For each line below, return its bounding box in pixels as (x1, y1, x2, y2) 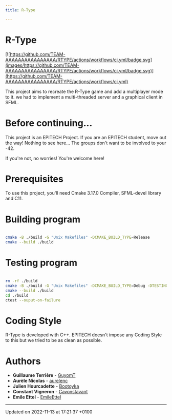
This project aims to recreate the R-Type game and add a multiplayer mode (5, 88, 164, 94)
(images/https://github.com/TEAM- (5, 62, 79, 68)
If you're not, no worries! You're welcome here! (5, 155, 105, 161)
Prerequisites (5, 173, 64, 185)
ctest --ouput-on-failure (5, 297, 60, 303)
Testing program (5, 257, 78, 269)
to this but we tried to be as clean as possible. (5, 337, 102, 343)
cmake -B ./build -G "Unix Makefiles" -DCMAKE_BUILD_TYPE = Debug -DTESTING (5, 283, 168, 288)
